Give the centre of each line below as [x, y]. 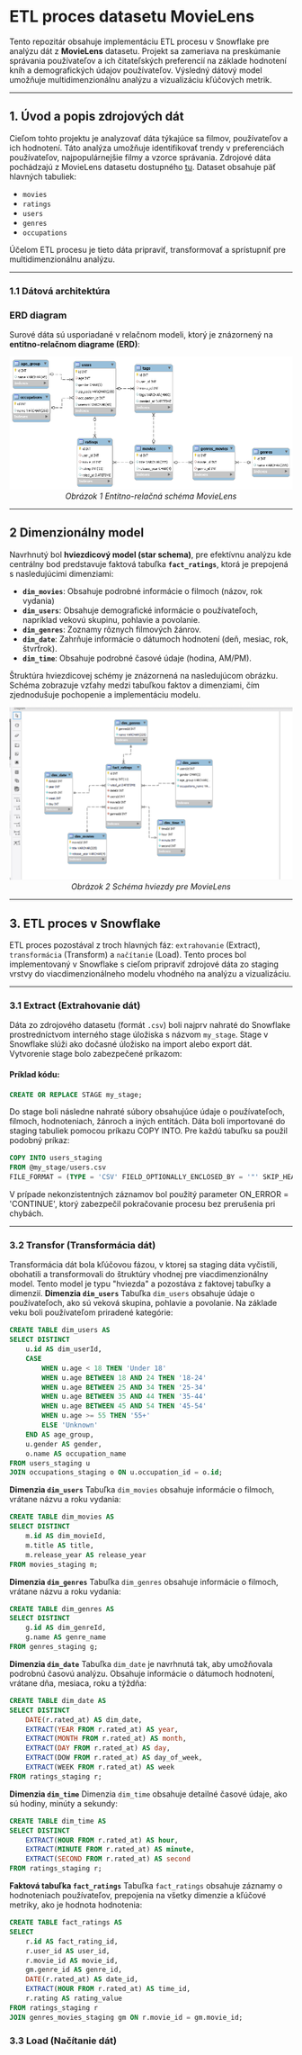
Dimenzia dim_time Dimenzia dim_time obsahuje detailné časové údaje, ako [148, 1794]
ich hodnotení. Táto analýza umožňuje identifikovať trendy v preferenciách [147, 148]
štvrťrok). [40, 648]
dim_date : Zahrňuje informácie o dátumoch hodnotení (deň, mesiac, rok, [155, 639]
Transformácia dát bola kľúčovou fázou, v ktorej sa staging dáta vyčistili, [143, 1265]
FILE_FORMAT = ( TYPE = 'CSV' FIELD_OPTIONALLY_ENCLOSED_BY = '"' [134, 1177]
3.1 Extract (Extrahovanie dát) [75, 1005]
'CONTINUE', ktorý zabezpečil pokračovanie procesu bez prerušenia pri [142, 1204]
